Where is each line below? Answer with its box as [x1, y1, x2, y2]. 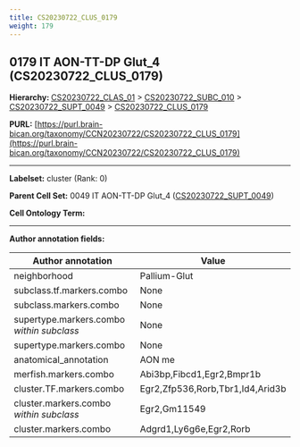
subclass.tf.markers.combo [13, 284, 128, 297]
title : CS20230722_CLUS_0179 [9, 13, 118, 22]
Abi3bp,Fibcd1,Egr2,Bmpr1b [139, 368, 262, 381]
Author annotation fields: [9, 233, 105, 244]
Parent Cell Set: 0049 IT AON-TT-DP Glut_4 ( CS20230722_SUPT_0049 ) [9, 190, 275, 201]
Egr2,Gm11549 [139, 403, 206, 416]
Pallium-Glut [139, 270, 194, 283]
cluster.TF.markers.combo [13, 383, 125, 395]
